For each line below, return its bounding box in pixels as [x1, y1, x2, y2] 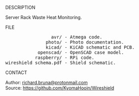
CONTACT [5, 69, 27, 75]
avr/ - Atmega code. [51, 34, 103, 40]
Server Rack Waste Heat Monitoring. [5, 14, 82, 20]
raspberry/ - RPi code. [35, 55, 95, 61]
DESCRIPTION [5, 5, 36, 10]
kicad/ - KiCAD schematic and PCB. [45, 45, 135, 50]
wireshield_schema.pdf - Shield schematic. [5, 60, 116, 66]
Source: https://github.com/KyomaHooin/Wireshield [5, 85, 114, 91]
